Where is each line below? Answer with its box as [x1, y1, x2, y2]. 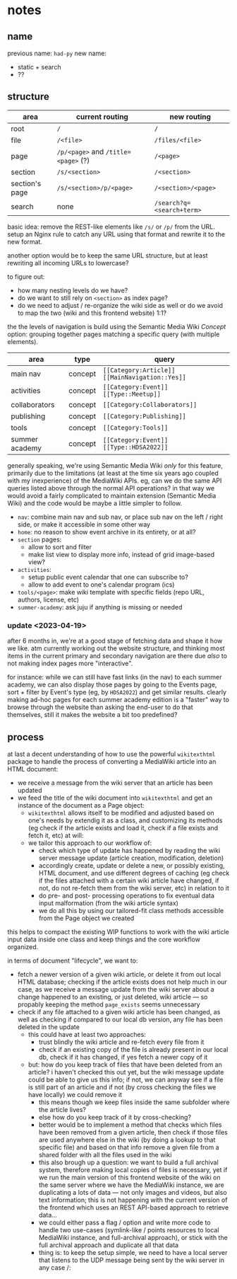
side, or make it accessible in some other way [17, 520, 150, 529]
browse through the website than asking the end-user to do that [7, 703, 193, 711]
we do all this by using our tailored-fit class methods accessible [38, 906, 224, 914]
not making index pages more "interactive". [7, 659, 133, 667]
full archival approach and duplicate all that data [38, 1241, 178, 1249]
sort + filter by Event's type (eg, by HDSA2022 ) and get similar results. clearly [7, 688, 227, 696]
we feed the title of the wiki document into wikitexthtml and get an [17, 793, 213, 802]
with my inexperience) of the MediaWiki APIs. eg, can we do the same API [7, 476, 222, 485]
